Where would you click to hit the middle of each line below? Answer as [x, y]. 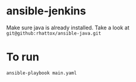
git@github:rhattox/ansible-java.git [54, 33]
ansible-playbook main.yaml [42, 73]
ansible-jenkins [46, 11]
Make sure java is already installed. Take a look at [68, 28]
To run [23, 57]
